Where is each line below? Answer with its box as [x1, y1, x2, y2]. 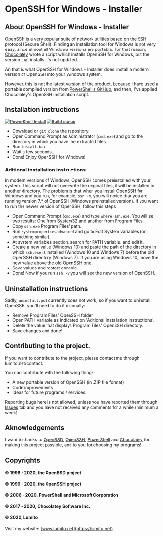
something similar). [12, 234, 51, 240]
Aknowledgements [5, 424, 65, 432]
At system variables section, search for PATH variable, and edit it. [12, 239, 144, 245]
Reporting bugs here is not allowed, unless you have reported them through [5, 399, 158, 405]
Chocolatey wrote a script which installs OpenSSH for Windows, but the [5, 51, 150, 57]
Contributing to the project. [5, 342, 91, 350]
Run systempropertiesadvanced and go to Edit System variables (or [12, 229, 146, 235]
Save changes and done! [12, 327, 63, 334]
